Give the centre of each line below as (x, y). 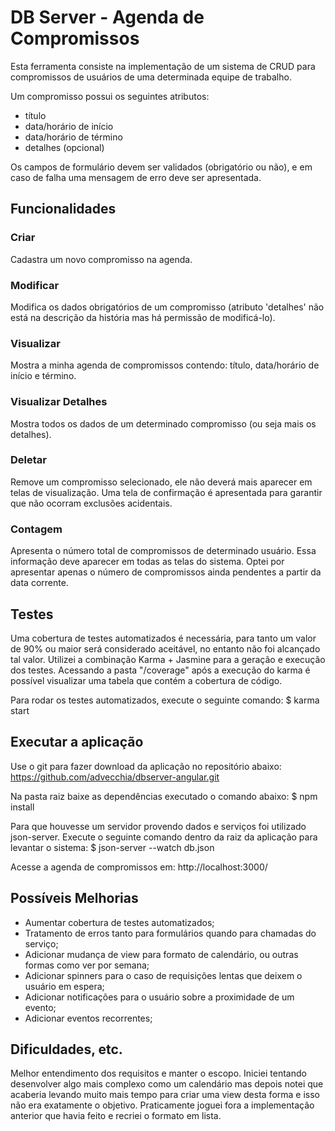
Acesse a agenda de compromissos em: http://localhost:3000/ (139, 867)
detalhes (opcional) (64, 147)
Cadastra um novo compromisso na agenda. (101, 259)
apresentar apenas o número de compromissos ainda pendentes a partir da (166, 572)
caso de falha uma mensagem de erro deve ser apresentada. (136, 177)
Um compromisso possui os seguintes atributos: (110, 96)
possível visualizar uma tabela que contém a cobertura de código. (146, 680)
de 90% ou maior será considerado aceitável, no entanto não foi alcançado (165, 648)
